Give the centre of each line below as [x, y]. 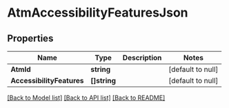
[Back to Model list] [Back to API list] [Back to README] [86, 98]
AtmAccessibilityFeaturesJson [98, 13]
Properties [30, 38]
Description [142, 58]
